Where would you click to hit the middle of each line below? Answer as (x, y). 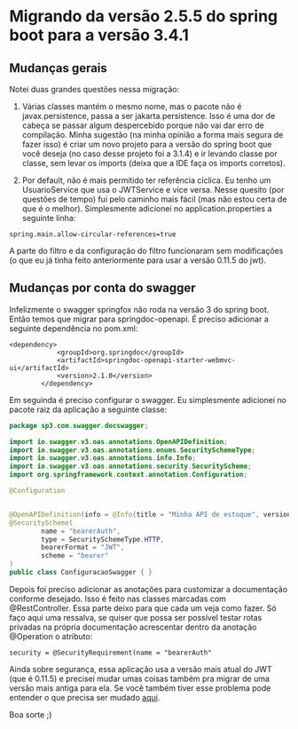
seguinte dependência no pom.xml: (74, 328)
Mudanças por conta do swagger (102, 288)
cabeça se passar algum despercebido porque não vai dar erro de (143, 125)
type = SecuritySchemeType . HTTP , (103, 539)
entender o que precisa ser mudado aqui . (85, 697)
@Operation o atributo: (51, 636)
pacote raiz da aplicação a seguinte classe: (88, 409)
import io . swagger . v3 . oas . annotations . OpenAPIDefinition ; (118, 441)
